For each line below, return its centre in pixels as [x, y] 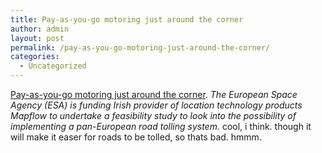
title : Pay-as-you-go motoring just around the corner [127, 19]
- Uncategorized [53, 66]
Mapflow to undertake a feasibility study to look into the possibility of [153, 115]
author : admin [40, 29]
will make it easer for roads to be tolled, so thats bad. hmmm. [136, 137]
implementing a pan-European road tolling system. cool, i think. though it [161, 126]
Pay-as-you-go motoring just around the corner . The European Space [154, 94]
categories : [35, 57]
